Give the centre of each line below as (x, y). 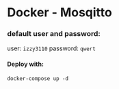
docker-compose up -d (38, 78)
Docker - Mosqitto (60, 13)
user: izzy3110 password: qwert (51, 48)
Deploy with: (26, 64)
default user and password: (54, 34)
